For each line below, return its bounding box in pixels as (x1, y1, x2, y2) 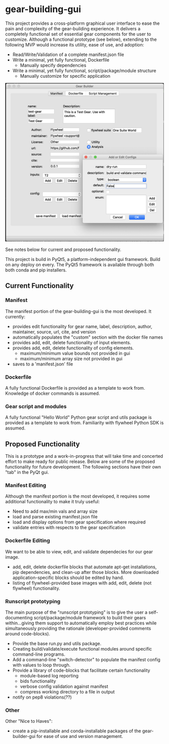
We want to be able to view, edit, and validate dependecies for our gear (5, 549, 153, 555)
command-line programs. (12, 651, 65, 657)
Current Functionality (5, 282, 74, 290)
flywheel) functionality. (12, 585, 60, 591)
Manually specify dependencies (20, 62, 87, 68)
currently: (5, 313, 26, 320)
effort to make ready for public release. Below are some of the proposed (5, 458, 155, 465)
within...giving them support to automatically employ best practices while (5, 620, 157, 626)
